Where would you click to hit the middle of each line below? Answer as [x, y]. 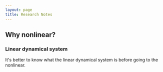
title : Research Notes [29, 14]
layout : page [19, 10]
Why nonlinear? [30, 35]
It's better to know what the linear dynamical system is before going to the [82, 60]
